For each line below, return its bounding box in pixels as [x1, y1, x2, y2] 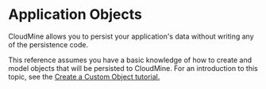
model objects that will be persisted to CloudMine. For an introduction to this [8, 63, 258, 72]
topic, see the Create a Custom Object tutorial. [8, 72, 160, 81]
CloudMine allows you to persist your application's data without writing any [8, 32, 254, 41]
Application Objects [8, 6, 143, 24]
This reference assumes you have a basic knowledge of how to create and [8, 55, 253, 65]
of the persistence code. [8, 39, 89, 49]
